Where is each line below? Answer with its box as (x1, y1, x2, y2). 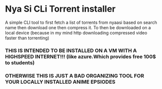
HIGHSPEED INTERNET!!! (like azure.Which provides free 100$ (5, 53, 156, 60)
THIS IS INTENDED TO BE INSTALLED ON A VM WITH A (5, 47, 137, 54)
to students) (5, 59, 35, 66)
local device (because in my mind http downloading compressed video (5, 30, 147, 36)
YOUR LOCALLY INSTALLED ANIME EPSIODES (5, 78, 116, 85)
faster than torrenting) (5, 35, 50, 41)
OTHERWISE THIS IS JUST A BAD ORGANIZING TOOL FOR (5, 72, 144, 79)
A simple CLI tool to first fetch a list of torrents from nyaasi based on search (5, 19, 158, 25)
